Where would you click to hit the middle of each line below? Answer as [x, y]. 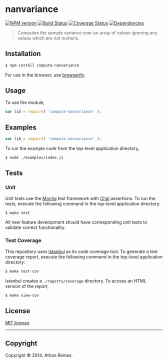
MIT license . [18, 323]
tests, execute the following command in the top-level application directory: [83, 203]
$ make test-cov [22, 271]
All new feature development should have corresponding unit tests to [76, 222]
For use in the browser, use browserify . [45, 75]
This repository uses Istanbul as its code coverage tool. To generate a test [81, 251]
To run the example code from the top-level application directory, [72, 148]
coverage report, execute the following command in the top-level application [84, 256]
